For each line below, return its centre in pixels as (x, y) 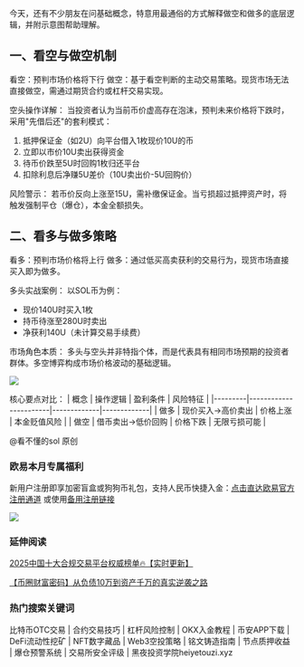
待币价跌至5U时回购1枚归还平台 (81, 163)
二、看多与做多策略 (63, 237)
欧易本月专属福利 (47, 466)
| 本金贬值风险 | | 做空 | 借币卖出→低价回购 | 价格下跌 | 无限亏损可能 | (138, 421)
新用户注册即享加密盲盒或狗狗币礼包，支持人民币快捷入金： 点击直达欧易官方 (152, 488)
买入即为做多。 (37, 271)
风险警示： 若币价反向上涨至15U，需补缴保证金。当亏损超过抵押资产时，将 (148, 194)
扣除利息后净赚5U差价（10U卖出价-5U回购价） (109, 174)
